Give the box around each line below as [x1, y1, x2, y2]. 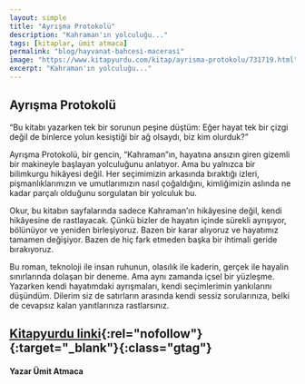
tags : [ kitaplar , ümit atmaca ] [9, 38, 128, 48]
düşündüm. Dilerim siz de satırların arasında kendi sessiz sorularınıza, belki [9, 290, 290, 300]
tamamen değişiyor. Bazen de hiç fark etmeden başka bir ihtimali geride [9, 233, 278, 245]
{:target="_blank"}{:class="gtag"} [9, 340, 212, 356]
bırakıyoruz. [9, 243, 54, 254]
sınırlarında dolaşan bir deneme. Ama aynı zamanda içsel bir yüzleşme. [9, 271, 275, 281]
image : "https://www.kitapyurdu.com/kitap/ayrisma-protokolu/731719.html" [9, 55, 299, 64]
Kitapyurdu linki [9, 326, 102, 341]
